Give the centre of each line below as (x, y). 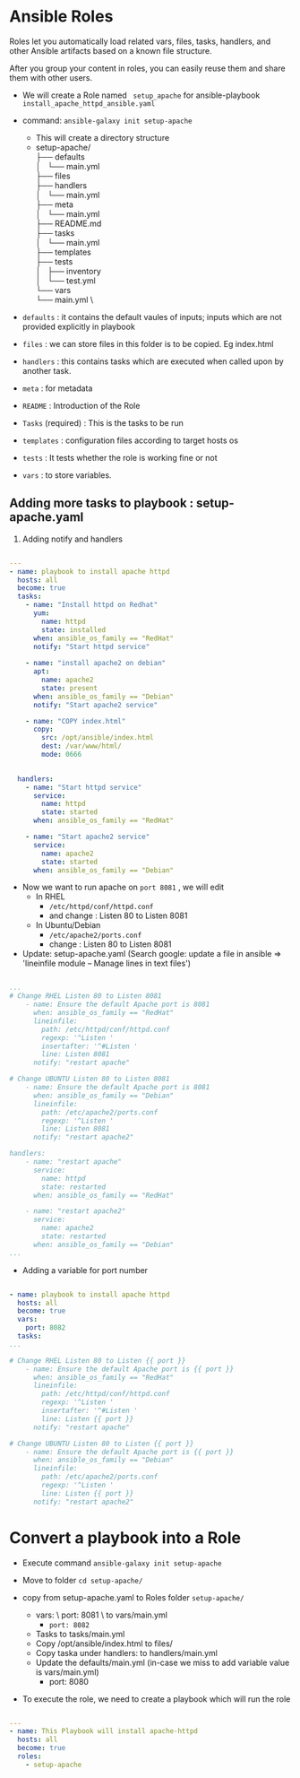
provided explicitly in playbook (79, 326)
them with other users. (51, 77)
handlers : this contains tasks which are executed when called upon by (153, 361)
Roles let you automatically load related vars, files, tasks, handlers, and (140, 41)
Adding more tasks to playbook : (102, 503)
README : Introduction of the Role (81, 405)
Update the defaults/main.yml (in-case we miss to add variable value (163, 1662)
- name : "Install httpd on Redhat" (92, 605)
